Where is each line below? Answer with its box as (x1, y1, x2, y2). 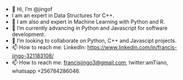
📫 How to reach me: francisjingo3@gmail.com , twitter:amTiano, (11, 59, 169, 66)
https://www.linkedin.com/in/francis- (87, 44, 177, 50)
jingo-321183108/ (11, 52, 54, 59)
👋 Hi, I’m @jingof (11, 6, 53, 12)
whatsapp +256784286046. (11, 68, 81, 74)
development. (11, 31, 46, 38)
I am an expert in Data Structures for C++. (11, 12, 114, 19)
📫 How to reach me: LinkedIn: (11, 44, 86, 50)
